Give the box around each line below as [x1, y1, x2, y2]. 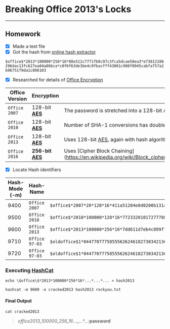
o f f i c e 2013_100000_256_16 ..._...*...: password [17, 318, 111, 324]
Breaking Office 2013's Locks [5, 4, 132, 15]
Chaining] [111, 147, 135, 154]
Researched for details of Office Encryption [12, 77, 103, 83]
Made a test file [12, 43, 46, 49]
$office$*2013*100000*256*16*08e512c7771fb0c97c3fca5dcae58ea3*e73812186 [5, 59, 164, 64]
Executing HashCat [5, 266, 54, 273]
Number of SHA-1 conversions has [64, 121, 148, 128]
